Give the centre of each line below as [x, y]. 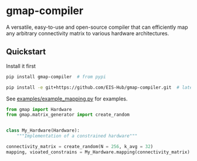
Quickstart [26, 52]
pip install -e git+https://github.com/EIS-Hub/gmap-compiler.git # [93, 87]
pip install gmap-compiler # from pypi [56, 77]
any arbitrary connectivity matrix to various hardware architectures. [88, 33]
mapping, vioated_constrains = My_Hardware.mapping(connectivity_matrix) [98, 152]
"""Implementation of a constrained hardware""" [77, 136]
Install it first [21, 66]
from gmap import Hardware [39, 109]
